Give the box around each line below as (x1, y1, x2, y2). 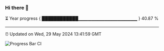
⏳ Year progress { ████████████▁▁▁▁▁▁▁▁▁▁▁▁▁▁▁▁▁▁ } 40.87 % (5, 15, 159, 21)
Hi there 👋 (5, 4, 29, 11)
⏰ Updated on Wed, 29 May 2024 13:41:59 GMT (5, 31, 102, 37)
